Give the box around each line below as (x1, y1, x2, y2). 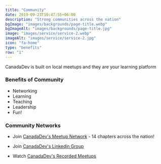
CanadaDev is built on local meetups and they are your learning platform (5, 64, 156, 70)
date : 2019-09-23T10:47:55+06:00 (5, 12, 76, 17)
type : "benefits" (5, 45, 42, 50)
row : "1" (5, 50, 24, 55)
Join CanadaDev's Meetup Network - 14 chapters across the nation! (12, 134, 155, 140)
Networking (12, 88, 37, 94)
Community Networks (5, 122, 61, 129)
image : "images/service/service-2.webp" (5, 31, 92, 36)
